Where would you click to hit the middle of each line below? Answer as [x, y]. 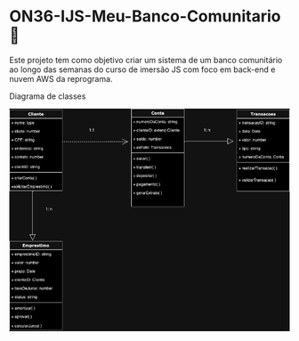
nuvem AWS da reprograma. [61, 78]
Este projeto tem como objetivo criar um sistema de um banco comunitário [146, 60]
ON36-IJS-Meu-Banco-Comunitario [145, 16]
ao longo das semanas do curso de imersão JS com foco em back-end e [142, 69]
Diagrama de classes [48, 96]
